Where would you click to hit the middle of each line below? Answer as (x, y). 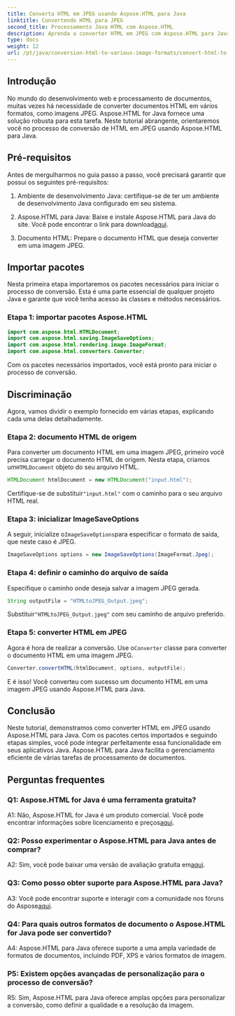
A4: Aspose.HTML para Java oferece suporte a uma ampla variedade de (112, 948)
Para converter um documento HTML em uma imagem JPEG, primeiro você (116, 452)
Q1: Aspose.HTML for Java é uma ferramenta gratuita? (102, 800)
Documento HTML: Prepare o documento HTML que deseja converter (118, 238)
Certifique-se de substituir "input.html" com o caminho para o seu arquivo (115, 494)
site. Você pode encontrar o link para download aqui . (93, 224)
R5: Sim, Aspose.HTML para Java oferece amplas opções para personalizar (116, 998)
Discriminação (40, 394)
